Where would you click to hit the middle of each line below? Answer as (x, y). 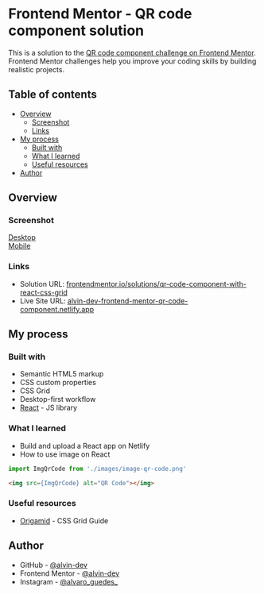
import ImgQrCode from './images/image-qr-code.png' (97, 469)
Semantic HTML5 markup (62, 374)
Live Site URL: (43, 301)
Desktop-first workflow (58, 399)
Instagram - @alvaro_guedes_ (68, 581)
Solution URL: (42, 283)
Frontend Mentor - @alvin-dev (70, 573)
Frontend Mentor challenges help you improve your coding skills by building (132, 61)
